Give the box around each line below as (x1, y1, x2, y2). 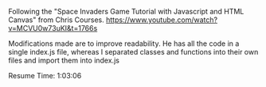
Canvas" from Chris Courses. (8, 15, 105, 25)
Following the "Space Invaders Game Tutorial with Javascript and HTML (8, 7, 244, 16)
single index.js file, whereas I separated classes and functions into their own (8, 47, 259, 56)
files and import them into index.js (8, 55, 119, 65)
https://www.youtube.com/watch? (106, 15, 217, 25)
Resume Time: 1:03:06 (8, 71, 82, 80)
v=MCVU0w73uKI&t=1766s (8, 24, 98, 32)
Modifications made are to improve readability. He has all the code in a (8, 39, 240, 48)
